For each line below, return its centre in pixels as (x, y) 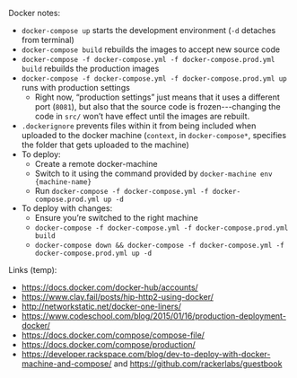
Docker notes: (34, 13)
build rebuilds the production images (90, 68)
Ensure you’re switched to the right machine (116, 218)
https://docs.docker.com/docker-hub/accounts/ (109, 287)
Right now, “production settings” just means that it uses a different (157, 97)
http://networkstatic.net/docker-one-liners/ (101, 306)
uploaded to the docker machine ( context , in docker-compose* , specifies (154, 135)
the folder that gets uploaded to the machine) (105, 145)
